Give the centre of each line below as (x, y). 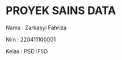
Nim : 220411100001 (31, 39)
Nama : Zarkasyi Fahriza (36, 28)
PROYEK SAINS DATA (61, 11)
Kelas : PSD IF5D (27, 51)
